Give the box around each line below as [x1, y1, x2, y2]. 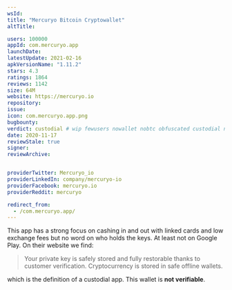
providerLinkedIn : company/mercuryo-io [7, 176, 122, 183]
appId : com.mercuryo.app [7, 42, 79, 49]
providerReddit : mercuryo [7, 188, 81, 195]
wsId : [7, 10, 23, 17]
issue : [7, 106, 26, 113]
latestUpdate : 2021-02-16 [7, 55, 81, 62]
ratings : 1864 [7, 74, 48, 81]
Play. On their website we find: [7, 241, 94, 249]
